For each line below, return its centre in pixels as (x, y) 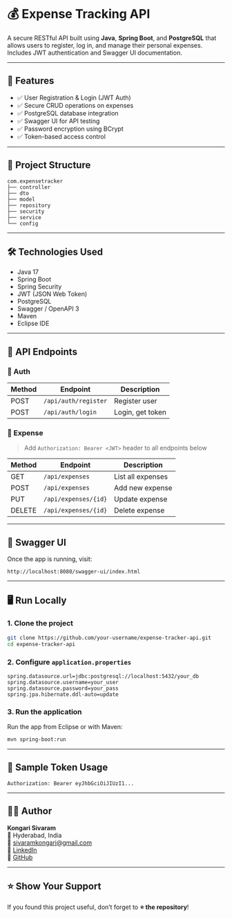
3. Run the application (45, 712)
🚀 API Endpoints (42, 352)
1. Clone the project (40, 623)
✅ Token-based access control (61, 136)
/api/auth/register (76, 401)
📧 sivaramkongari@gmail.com (49, 843)
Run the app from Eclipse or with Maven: (65, 727)
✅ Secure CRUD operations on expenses (75, 105)
